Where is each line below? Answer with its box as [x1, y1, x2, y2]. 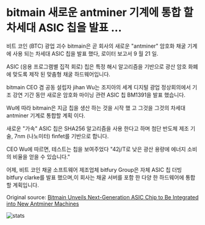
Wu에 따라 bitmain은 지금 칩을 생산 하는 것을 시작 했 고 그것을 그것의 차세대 [6, 104, 186, 111]
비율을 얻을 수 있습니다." [12, 153, 70, 160]
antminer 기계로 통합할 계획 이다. [6, 111, 85, 119]
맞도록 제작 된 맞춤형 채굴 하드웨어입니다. [12, 70, 111, 78]
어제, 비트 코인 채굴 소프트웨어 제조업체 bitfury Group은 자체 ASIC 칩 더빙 [6, 166, 182, 173]
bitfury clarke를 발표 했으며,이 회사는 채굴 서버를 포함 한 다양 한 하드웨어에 [6, 174, 184, 181]
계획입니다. [12, 181, 40, 188]
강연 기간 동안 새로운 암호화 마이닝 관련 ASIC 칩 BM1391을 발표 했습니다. [12, 91, 186, 98]
